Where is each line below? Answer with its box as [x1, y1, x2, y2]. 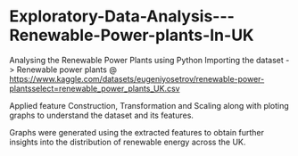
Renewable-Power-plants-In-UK [9, 25, 254, 45]
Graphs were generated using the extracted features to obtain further [9, 127, 265, 137]
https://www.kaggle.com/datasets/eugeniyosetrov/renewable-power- [9, 73, 265, 84]
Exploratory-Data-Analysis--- [9, 6, 235, 27]
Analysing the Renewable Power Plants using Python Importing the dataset [9, 54, 284, 65]
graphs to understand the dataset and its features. [9, 110, 195, 120]
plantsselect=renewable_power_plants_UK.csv [9, 83, 180, 94]
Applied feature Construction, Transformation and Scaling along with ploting [9, 100, 290, 111]
